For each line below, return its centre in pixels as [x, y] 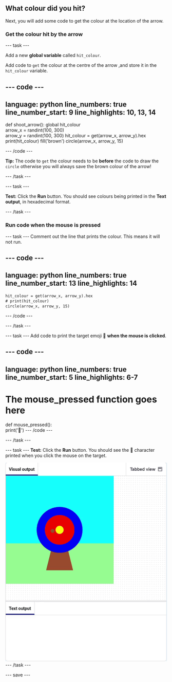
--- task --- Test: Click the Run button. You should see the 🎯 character [80, 450]
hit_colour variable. [27, 71]
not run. [14, 242]
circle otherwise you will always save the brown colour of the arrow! [78, 167]
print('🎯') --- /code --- [29, 430]
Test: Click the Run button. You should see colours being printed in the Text [86, 196]
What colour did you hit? [45, 8]
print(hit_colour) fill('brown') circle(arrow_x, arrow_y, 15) [64, 141]
